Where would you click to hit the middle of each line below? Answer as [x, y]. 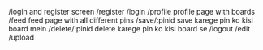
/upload [22, 37]
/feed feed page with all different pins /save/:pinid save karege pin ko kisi [131, 20]
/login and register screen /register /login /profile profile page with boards [132, 12]
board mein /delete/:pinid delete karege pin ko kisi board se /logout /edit [129, 29]
